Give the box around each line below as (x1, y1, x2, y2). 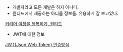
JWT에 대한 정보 (12, 31, 45, 37)
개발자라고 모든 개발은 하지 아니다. (12, 4, 79, 10)
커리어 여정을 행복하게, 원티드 (5, 21, 62, 26)
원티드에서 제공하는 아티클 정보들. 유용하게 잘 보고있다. (12, 10, 119, 16)
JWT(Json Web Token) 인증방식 (5, 42, 69, 48)
